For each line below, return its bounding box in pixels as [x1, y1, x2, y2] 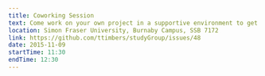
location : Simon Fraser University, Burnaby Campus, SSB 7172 [8, 26, 219, 34]
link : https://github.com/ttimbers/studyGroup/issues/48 [8, 33, 201, 42]
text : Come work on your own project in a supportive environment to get [8, 19, 259, 27]
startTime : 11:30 [8, 48, 66, 56]
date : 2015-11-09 [8, 41, 66, 49]
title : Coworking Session [8, 11, 94, 20]
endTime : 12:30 [8, 56, 59, 64]
